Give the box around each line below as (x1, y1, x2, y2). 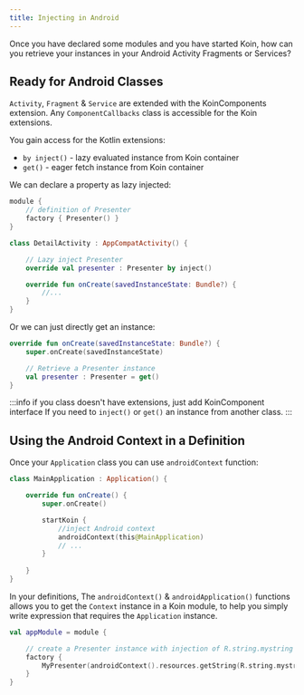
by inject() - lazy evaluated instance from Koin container (22, 152, 240, 163)
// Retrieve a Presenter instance (25, 363, 156, 372)
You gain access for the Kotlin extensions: (9, 135, 166, 146)
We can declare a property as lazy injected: (9, 179, 172, 190)
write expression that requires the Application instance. (9, 610, 218, 621)
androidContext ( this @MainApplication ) (57, 532, 204, 542)
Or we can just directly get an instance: (9, 322, 156, 333)
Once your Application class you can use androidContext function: (9, 457, 259, 468)
